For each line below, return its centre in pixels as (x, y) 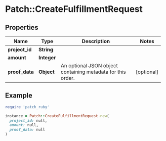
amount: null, (24, 125)
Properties (22, 27)
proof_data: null (27, 130)
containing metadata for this (93, 72)
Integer (47, 58)
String (46, 49)
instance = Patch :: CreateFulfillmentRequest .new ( (57, 116)
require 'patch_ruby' (27, 107)
